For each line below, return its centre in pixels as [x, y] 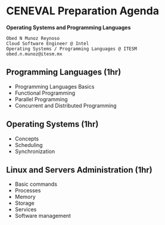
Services [26, 210]
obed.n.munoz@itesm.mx [34, 54]
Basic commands [36, 184]
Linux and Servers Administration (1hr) [80, 170]
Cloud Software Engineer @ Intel [48, 43]
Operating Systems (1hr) [52, 124]
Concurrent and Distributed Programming [66, 105]
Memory [25, 197]
